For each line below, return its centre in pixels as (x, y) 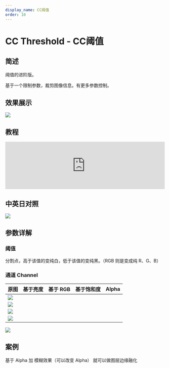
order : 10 (16, 15)
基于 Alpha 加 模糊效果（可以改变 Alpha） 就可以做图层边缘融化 (71, 360)
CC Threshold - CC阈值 (54, 41)
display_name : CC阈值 (27, 10)
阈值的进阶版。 (21, 74)
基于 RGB (59, 289)
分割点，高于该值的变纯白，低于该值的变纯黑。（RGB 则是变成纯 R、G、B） (83, 260)
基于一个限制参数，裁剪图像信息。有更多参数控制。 (58, 85)
